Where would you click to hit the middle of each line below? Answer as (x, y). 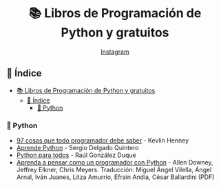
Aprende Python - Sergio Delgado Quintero (77, 148)
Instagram (115, 52)
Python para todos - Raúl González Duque (76, 155)
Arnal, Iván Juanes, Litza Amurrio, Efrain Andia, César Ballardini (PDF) (115, 177)
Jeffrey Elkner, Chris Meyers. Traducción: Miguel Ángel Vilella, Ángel (114, 170)
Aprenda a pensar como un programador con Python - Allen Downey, (115, 163)
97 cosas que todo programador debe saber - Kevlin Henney (103, 140)
